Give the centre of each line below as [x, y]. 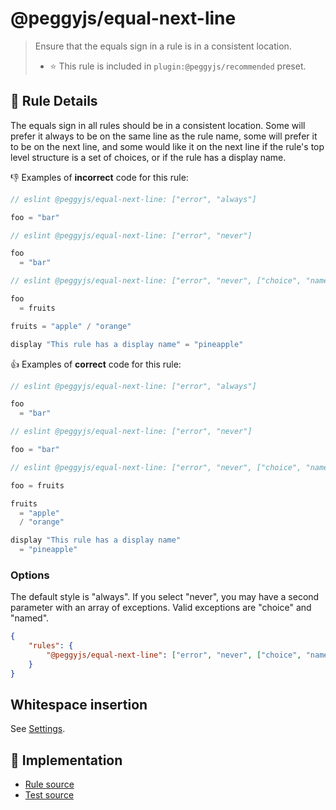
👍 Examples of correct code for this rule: [96, 364]
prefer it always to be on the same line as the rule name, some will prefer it [164, 136]
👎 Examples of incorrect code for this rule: [99, 177]
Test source [49, 795]
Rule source [49, 784]
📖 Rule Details [54, 101]
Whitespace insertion [79, 705]
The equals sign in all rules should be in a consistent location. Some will [158, 125]
